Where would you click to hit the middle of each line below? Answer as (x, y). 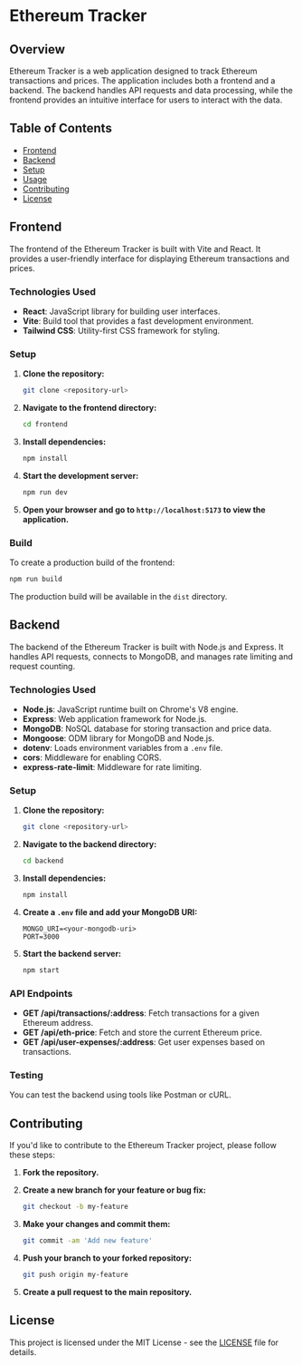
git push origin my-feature (75, 1274)
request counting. (42, 666)
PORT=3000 (41, 936)
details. (23, 1351)
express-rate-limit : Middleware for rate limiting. (112, 767)
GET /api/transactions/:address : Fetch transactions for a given (141, 1013)
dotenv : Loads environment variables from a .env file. (123, 748)
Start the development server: (80, 475)
